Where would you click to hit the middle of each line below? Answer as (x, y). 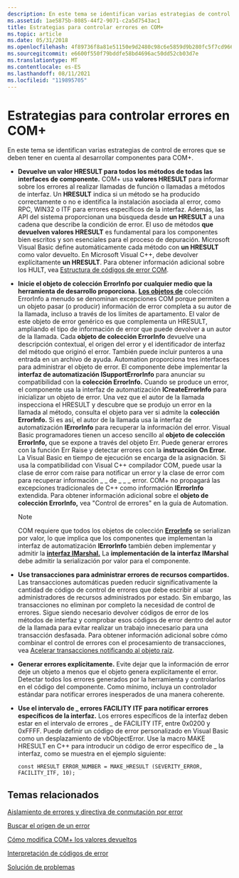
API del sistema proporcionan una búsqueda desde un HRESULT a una (121, 217)
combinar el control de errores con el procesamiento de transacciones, (122, 643)
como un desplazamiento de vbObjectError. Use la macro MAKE (111, 738)
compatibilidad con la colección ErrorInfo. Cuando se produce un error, (123, 382)
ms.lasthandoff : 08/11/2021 (49, 73)
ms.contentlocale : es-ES (44, 67)
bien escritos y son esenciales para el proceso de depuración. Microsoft (123, 240)
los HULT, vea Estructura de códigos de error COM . (93, 270)
